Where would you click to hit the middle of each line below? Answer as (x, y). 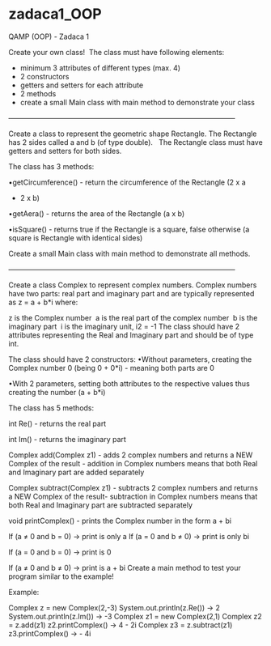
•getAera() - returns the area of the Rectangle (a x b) (97, 213)
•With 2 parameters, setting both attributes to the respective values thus (129, 383)
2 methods (38, 93)
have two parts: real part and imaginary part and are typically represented (131, 293)
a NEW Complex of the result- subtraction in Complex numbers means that (133, 496)
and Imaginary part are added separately (76, 472)
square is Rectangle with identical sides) (76, 238)
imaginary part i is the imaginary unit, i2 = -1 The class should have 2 (124, 326)
